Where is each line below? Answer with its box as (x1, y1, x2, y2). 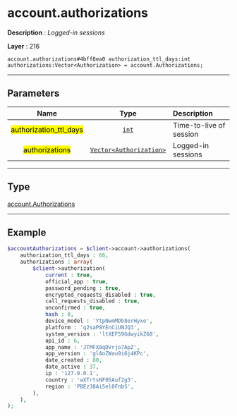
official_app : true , (44, 278, 109, 285)
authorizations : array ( (20, 259, 93, 266)
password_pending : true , (44, 284, 121, 292)
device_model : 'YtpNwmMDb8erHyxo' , (44, 317, 153, 324)
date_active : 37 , (44, 363, 99, 371)
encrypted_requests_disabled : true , (44, 291, 157, 298)
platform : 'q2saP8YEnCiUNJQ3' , (44, 324, 140, 331)
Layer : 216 (7, 42, 40, 50)
